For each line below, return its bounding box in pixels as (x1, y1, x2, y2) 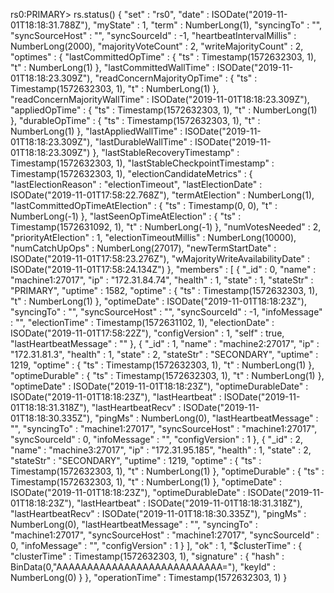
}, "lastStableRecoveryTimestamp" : (92, 147, 240, 158)
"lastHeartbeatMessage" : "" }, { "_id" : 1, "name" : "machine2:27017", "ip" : (10, 338, 320, 349)
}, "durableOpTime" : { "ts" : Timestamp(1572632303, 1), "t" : (10, 115, 261, 126)
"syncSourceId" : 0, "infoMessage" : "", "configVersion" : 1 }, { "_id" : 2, (10, 434, 303, 445)
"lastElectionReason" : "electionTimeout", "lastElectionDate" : (10, 179, 263, 190)
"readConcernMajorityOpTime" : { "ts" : (94, 72, 258, 84)
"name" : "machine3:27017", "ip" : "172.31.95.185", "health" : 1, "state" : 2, (10, 444, 312, 456)
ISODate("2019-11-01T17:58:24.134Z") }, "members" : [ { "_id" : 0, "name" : (10, 264, 317, 275)
